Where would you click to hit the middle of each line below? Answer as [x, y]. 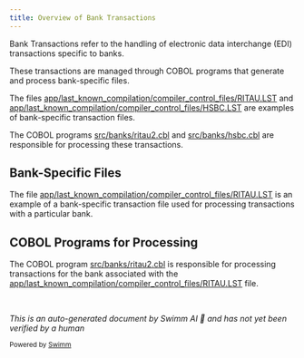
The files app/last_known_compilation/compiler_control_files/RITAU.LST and [152, 98]
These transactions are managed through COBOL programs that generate [147, 71]
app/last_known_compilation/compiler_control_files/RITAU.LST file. [134, 284]
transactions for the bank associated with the [94, 274]
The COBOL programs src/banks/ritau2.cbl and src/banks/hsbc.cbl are [142, 135]
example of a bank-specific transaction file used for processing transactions [152, 204]
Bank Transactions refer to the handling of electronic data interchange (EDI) [151, 44]
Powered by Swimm [40, 345]
